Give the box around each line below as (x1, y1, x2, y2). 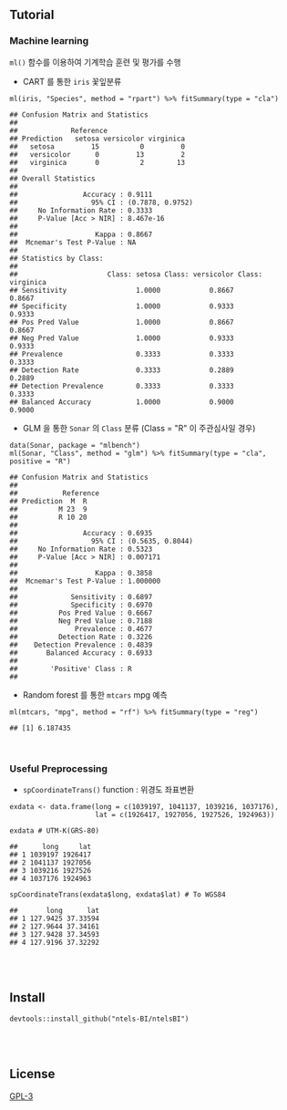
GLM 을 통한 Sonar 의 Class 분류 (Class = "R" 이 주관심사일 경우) (22, 422, 256, 433)
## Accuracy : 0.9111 (9, 190, 153, 199)
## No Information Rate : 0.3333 (9, 205, 153, 215)
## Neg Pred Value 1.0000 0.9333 (9, 333, 234, 343)
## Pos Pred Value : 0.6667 (9, 608, 153, 617)
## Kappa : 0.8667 (9, 230, 153, 239)
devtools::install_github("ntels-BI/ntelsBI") (9, 1014, 190, 1023)
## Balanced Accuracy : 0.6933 (9, 648, 153, 658)
